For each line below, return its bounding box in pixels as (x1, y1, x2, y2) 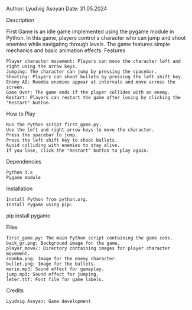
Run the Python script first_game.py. (6, 122, 102, 127)
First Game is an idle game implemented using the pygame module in (6, 28, 174, 35)
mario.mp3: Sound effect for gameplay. (6, 266, 105, 272)
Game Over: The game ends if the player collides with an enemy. (6, 90, 170, 95)
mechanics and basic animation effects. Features (6, 47, 126, 54)
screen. (6, 84, 25, 90)
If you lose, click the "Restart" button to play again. (6, 148, 149, 154)
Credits (6, 287, 24, 294)
